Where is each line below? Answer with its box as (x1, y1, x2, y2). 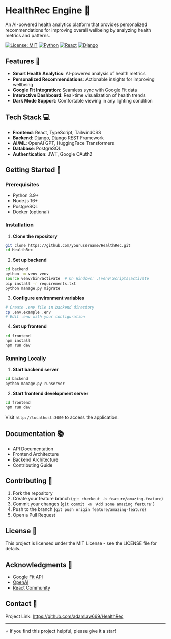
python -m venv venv (5, 271, 49, 277)
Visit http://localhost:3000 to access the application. (5, 414, 119, 420)
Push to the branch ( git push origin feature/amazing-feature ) (12, 506, 146, 513)
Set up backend (12, 257, 47, 263)
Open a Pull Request (12, 512, 56, 518)
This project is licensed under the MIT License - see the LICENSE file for (5, 540, 157, 546)
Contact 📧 (5, 599, 38, 608)
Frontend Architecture (12, 451, 59, 457)
